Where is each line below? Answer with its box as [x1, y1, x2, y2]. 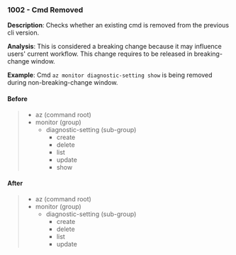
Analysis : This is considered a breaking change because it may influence [7, 42, 222, 51]
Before [7, 94, 28, 103]
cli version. [7, 28, 40, 37]
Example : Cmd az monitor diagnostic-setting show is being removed [7, 71, 213, 79]
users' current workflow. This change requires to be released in [7, 49, 193, 58]
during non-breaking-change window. [7, 78, 118, 87]
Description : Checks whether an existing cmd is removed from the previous [7, 21, 229, 30]
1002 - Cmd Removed [7, 5, 84, 15]
